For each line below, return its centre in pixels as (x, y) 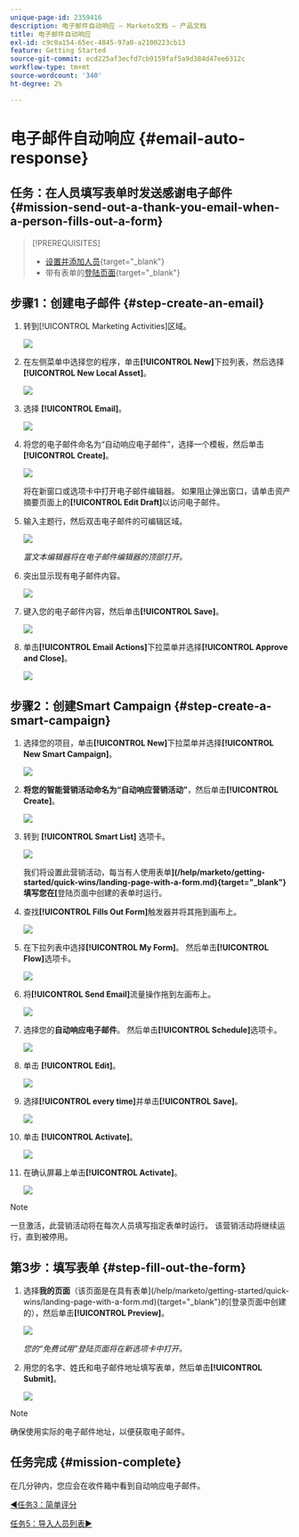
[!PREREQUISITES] (66, 242)
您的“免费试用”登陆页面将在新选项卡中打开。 (105, 1349)
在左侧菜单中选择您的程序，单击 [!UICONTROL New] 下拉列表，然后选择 (154, 362)
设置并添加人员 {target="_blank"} (105, 261)
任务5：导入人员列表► (51, 1523)
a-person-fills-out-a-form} (87, 222)
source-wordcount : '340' (56, 76)
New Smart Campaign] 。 (70, 754)
